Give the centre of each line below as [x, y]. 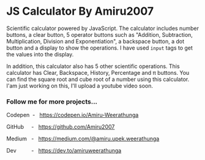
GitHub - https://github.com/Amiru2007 [61, 127]
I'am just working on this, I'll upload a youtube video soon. [80, 86]
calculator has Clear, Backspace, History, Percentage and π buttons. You [98, 72]
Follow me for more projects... [52, 101]
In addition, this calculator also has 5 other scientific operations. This [93, 66]
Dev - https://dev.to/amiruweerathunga [64, 151]
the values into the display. [40, 54]
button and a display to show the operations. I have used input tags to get [99, 48]
